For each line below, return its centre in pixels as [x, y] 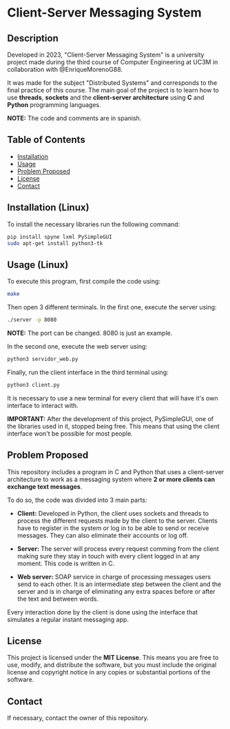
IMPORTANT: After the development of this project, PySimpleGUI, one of [111, 418]
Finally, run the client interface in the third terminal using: [88, 372]
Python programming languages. [54, 105]
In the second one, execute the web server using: [77, 346]
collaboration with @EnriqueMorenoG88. [65, 69]
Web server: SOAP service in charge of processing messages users [114, 576]
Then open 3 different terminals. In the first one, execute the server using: [112, 307]
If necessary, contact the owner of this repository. [78, 718]
